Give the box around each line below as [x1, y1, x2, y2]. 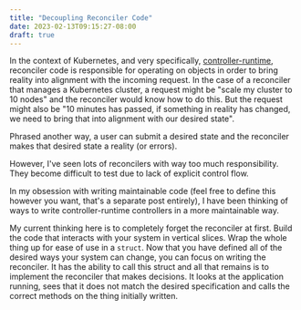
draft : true [9, 30, 55, 39]
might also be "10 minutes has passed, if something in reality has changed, [9, 104, 291, 115]
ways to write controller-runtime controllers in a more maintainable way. [9, 205, 280, 216]
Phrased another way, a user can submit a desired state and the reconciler [9, 131, 290, 142]
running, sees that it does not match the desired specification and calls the [9, 281, 290, 292]
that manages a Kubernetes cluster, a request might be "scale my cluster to [9, 84, 293, 96]
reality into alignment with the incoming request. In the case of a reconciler [9, 75, 291, 86]
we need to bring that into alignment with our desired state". [9, 113, 235, 124]
